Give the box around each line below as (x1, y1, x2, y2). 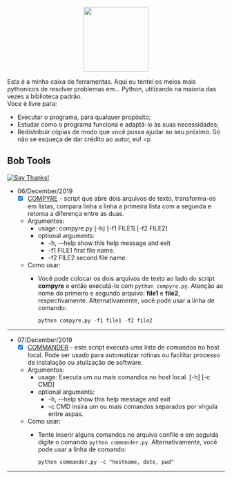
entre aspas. (48, 409, 84, 418)
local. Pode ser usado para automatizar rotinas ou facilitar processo (27, 350, 220, 359)
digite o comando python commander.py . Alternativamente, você (37, 437, 217, 446)
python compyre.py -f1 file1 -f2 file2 (37, 317, 153, 324)
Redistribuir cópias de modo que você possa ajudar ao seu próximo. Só (17, 128, 221, 136)
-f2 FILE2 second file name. (48, 253, 128, 262)
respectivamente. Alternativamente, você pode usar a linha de (37, 296, 215, 305)
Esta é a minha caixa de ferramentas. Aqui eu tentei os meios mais (7, 78, 196, 86)
